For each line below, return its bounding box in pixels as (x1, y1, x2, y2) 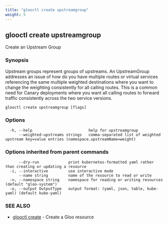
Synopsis (5, 57, 29, 64)
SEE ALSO (5, 202, 31, 209)
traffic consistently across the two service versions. (5, 95, 112, 101)
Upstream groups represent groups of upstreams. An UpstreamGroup (5, 68, 150, 74)
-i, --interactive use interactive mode (10, 168, 114, 174)
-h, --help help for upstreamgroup (10, 128, 138, 133)
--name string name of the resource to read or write (18, 173, 152, 178)
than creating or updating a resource (5, 164, 87, 170)
